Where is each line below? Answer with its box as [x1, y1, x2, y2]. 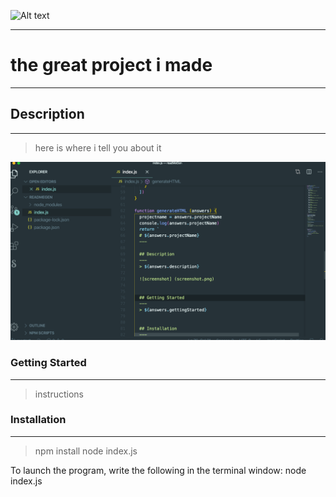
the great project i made [10, 54, 213, 77]
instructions [34, 388, 85, 400]
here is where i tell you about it [34, 141, 162, 154]
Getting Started [10, 356, 87, 370]
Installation [10, 413, 67, 427]
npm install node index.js [34, 445, 138, 457]
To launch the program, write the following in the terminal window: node [10, 464, 307, 476]
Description [10, 106, 85, 123]
